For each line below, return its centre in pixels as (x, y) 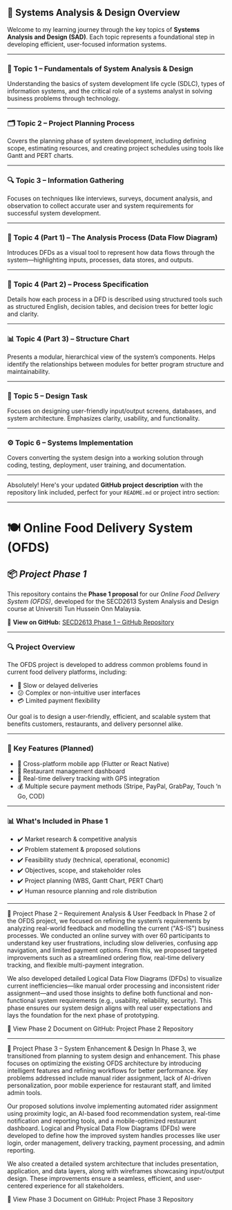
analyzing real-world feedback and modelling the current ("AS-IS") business (116, 928)
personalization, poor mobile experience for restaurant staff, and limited (109, 1085)
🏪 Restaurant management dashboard (71, 771)
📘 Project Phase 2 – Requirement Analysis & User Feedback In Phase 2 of (111, 914)
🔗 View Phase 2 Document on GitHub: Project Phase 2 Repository (100, 1029)
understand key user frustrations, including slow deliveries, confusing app (113, 943)
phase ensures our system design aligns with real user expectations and (110, 1008)
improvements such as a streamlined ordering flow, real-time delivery (106, 958)
